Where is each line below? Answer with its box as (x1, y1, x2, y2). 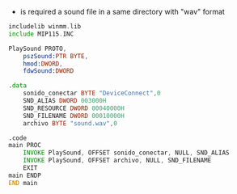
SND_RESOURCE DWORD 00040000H (23, 104, 125, 112)
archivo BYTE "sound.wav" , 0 (23, 119, 117, 128)
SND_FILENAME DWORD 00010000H (23, 112, 125, 120)
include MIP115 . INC (8, 30, 74, 38)
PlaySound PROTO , (8, 44, 67, 53)
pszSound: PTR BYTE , (23, 52, 89, 60)
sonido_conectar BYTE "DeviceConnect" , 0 (23, 89, 161, 98)
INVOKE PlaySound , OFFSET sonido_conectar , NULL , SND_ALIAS (23, 149, 230, 157)
